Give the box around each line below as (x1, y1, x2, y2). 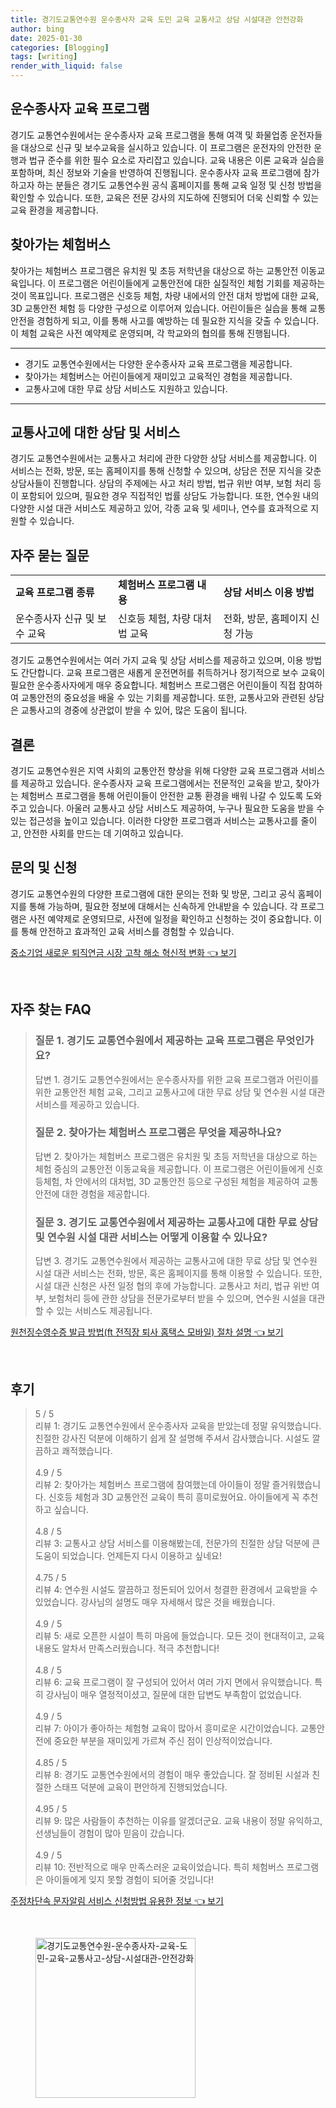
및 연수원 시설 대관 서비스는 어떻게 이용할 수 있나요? (34, 1230, 268, 1244)
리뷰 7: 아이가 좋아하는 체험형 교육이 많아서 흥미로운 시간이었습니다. (34, 1722, 299, 1734)
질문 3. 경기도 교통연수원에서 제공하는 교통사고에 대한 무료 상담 (34, 1215, 319, 1229)
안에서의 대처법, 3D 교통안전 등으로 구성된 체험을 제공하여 (74, 1175, 300, 1187)
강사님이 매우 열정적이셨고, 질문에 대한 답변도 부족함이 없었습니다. (45, 1688, 302, 1700)
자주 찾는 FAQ (10, 1001, 92, 1018)
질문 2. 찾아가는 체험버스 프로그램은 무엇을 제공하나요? (34, 1126, 282, 1140)
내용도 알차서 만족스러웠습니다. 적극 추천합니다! (34, 1642, 220, 1654)
